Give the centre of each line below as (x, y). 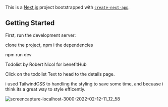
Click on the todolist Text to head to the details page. (60, 74)
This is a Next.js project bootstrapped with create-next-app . (68, 7)
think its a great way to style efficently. (45, 89)
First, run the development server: (41, 35)
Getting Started (30, 23)
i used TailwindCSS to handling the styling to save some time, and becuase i (84, 84)
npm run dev (18, 54)
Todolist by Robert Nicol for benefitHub (46, 64)
